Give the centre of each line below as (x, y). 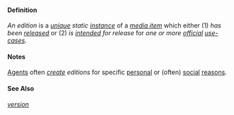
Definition (22, 10)
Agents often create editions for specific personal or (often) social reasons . (117, 72)
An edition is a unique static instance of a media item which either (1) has (115, 25)
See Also (21, 89)
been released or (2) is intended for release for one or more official (105, 33)
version (18, 104)
